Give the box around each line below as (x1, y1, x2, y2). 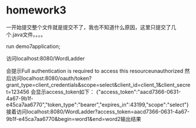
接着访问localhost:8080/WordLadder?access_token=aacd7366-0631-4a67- (6, 108, 190, 115)
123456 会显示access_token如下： (11, 88, 95, 95)
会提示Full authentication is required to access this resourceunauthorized (6, 67, 184, 74)
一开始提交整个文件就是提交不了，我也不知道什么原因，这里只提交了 (6, 23, 171, 31)
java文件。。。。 (12, 31, 46, 38)
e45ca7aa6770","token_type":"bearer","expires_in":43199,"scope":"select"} (6, 101, 190, 108)
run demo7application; (6, 42, 61, 50)
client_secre (161, 81, 191, 88)
